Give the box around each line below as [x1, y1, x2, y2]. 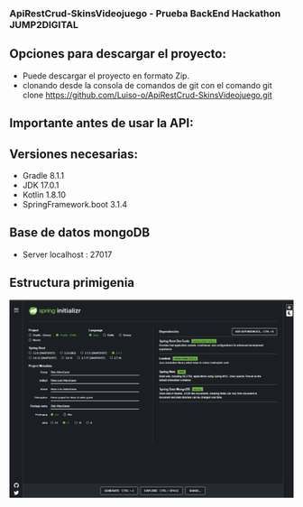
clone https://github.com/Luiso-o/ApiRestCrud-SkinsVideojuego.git [22, 89, 272, 100]
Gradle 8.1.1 [22, 170, 65, 180]
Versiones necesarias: [9, 146, 138, 161]
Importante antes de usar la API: [9, 115, 194, 131]
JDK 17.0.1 [22, 180, 60, 190]
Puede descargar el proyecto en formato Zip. [22, 70, 190, 81]
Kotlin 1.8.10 [22, 189, 66, 200]
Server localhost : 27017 [22, 249, 113, 260]
